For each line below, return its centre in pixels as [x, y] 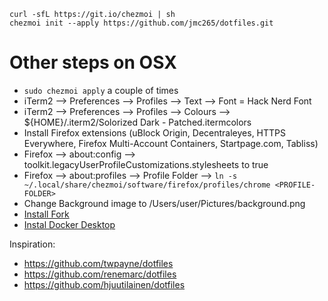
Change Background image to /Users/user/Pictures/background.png [164, 203]
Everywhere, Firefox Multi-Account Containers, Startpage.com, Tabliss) [171, 143]
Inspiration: [32, 244]
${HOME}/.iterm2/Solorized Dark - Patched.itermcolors [137, 122]
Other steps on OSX [93, 62]
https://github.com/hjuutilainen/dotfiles [104, 284]
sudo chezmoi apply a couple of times [101, 90]
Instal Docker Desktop [69, 224]
